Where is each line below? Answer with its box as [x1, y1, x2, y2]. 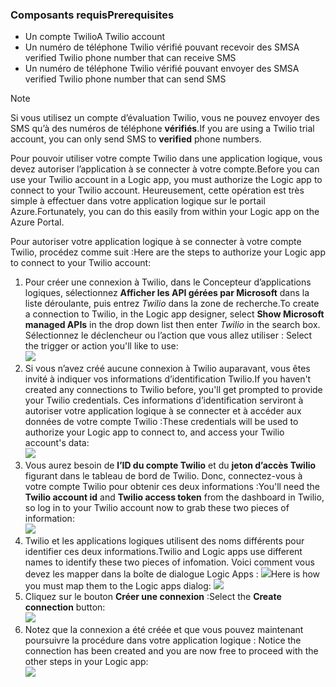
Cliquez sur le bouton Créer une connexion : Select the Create [24, 591, 282, 603]
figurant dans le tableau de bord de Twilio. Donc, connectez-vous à [24, 470, 303, 482]
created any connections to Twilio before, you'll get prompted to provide [24, 384, 323, 396]
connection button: [24, 601, 106, 613]
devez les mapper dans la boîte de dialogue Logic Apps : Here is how [24, 568, 321, 580]
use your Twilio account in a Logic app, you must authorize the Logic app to [10, 174, 323, 186]
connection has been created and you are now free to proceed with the [24, 645, 319, 657]
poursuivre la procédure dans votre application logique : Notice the [24, 634, 302, 647]
